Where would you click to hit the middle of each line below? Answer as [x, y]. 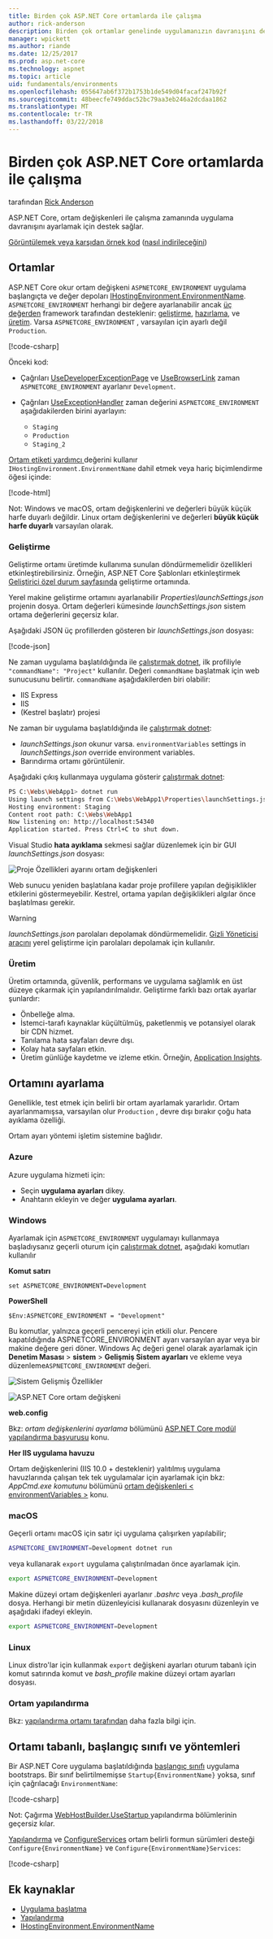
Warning [22, 918]
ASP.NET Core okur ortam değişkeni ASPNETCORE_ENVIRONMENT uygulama [127, 287]
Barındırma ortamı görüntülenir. [72, 760]
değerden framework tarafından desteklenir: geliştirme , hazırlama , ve [124, 313]
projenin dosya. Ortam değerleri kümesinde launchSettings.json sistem [127, 606]
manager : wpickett [39, 39]
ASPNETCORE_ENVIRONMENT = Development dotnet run [91, 1549]
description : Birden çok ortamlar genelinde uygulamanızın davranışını [132, 31]
